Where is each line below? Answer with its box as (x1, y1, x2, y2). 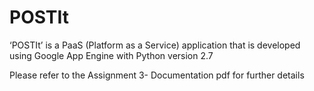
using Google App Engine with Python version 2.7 (9, 49, 214, 61)
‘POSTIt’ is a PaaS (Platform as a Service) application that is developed (9, 39, 301, 51)
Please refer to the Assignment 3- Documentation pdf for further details (9, 69, 305, 81)
